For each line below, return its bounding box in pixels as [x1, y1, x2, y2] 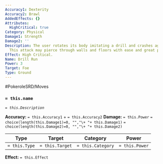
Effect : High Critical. [5, 52, 53, 57]
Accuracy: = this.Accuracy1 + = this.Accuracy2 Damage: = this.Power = [5, 114, 153, 120]
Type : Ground [5, 70, 32, 75]
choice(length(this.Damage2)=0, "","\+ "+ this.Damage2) [5, 124, 123, 129]
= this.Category [77, 143, 114, 148]
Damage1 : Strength [5, 34, 42, 39]
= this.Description [5, 105, 45, 111]
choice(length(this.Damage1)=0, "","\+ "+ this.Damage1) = [5, 120, 126, 125]
